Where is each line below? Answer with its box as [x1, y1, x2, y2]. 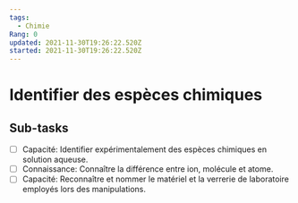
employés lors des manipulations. [21, 184, 146, 195]
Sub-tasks [9, 120, 69, 135]
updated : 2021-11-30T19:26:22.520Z [9, 38, 142, 47]
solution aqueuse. [21, 154, 89, 165]
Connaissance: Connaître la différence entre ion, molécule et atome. [21, 164, 274, 174]
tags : [9, 13, 30, 22]
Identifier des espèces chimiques [9, 85, 263, 106]
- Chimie [17, 21, 50, 30]
